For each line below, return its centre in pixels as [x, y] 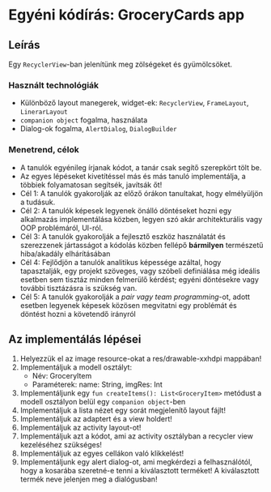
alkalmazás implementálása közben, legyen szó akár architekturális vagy [141, 219]
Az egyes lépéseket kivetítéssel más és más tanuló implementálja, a [133, 176]
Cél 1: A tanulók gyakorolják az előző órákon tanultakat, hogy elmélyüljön [141, 193]
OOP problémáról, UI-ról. [61, 228]
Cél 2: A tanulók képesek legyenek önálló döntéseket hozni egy [126, 210]
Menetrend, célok [44, 150]
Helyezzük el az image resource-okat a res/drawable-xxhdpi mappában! [141, 359]
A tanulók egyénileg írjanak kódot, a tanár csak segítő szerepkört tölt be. [141, 167]
